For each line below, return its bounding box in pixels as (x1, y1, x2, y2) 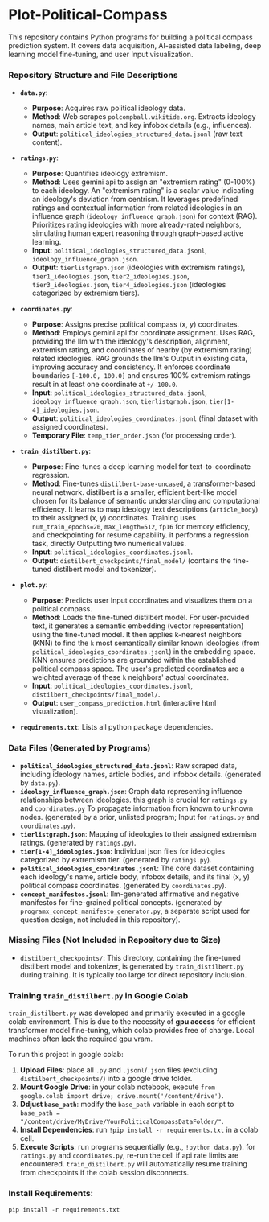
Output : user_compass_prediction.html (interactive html (31, 698, 217, 708)
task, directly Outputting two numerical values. (31, 539, 187, 549)
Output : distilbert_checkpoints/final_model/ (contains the (31, 556, 231, 566)
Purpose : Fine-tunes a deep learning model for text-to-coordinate (31, 462, 251, 471)
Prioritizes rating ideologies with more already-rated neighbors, (31, 220, 243, 230)
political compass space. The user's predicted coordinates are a (31, 664, 245, 673)
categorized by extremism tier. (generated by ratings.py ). (19, 854, 212, 864)
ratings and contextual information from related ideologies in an (31, 203, 243, 212)
